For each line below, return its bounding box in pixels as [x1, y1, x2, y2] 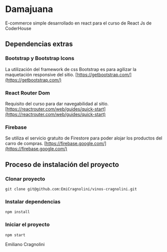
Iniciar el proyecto [5, 221, 50, 228]
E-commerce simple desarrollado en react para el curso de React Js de [5, 20, 152, 26]
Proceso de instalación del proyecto [5, 160, 119, 168]
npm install [5, 209, 30, 214]
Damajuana [5, 3, 53, 15]
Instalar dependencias [5, 198, 61, 205]
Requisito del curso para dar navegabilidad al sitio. [5, 100, 109, 106]
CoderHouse [5, 25, 31, 31]
